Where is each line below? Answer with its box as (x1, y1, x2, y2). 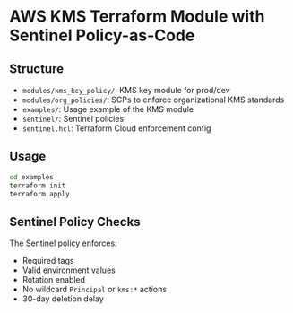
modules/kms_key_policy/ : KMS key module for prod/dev (22, 85, 230, 95)
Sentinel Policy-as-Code (9, 25, 195, 46)
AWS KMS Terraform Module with (9, 6, 265, 27)
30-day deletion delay (22, 293, 105, 304)
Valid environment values (22, 265, 116, 275)
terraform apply (9, 189, 70, 198)
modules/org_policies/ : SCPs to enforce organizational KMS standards (22, 94, 285, 105)
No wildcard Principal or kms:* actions (22, 284, 168, 295)
